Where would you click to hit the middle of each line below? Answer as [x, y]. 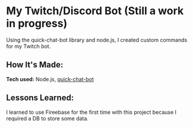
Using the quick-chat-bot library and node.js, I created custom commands [97, 40]
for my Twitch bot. [29, 46]
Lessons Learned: [40, 98]
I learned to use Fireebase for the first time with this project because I [91, 112]
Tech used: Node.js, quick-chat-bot [50, 79]
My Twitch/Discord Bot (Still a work [95, 11]
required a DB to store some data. [48, 118]
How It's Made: [35, 65]
